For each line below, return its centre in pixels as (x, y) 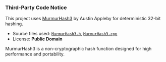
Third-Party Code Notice (36, 8)
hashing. (14, 24)
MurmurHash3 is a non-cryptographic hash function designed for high (78, 49)
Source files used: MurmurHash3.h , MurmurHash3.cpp (65, 34)
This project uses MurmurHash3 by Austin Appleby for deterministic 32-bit (83, 19)
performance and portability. (35, 54)
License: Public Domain (37, 39)
